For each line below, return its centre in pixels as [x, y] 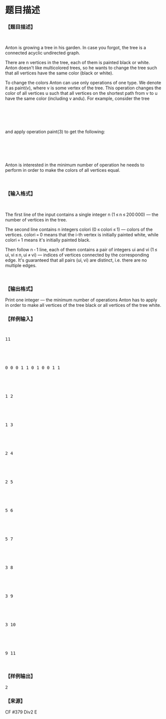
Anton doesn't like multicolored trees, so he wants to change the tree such [81, 68]
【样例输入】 [21, 319]
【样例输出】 [21, 676]
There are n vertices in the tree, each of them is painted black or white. [78, 63]
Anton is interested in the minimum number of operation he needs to [75, 165]
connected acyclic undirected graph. [43, 53]
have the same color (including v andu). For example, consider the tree [77, 99]
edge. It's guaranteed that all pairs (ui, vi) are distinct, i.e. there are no [76, 260]
